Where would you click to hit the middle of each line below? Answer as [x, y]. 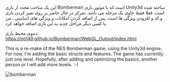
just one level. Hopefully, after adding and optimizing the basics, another [82, 59]
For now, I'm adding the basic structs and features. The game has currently [84, 54]
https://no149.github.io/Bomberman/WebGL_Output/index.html [71, 38]
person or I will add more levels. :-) [42, 65]
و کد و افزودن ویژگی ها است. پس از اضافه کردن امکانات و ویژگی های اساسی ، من [84, 18]
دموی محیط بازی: [22, 33]
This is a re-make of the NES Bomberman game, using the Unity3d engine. [84, 48]
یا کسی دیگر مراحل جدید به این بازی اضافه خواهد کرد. [56, 23]
